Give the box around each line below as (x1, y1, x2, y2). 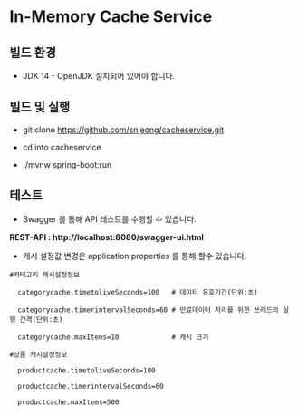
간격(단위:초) (19, 314, 63, 324)
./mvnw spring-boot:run (22, 159, 112, 169)
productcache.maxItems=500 (17, 397, 120, 407)
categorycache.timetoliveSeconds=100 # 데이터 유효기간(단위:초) (17, 287, 258, 296)
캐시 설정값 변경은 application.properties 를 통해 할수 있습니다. (22, 250, 247, 261)
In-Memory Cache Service (9, 6, 213, 27)
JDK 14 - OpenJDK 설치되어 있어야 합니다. (22, 71, 176, 81)
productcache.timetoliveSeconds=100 (17, 365, 156, 375)
